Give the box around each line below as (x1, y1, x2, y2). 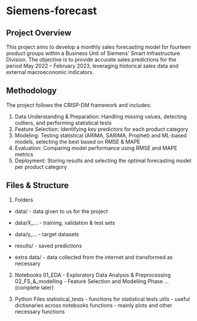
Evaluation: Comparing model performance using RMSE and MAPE (14, 144, 177, 152)
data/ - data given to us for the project (14, 207, 108, 214)
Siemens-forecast (6, 4, 98, 18)
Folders (14, 196, 34, 203)
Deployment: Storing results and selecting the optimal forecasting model (14, 157, 192, 164)
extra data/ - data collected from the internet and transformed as (14, 253, 173, 261)
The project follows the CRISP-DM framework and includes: (6, 101, 152, 108)
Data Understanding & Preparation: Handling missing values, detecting (14, 113, 187, 120)
